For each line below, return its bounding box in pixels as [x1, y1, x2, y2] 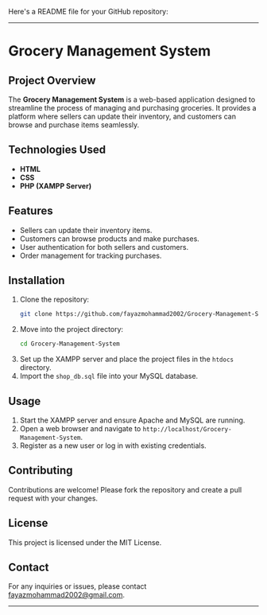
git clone [19, 310, 53, 318]
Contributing [8, 464, 73, 477]
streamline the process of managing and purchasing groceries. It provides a [8, 103, 257, 112]
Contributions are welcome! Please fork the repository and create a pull [8, 485, 242, 494]
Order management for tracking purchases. [19, 251, 162, 260]
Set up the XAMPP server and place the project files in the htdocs [19, 354, 234, 364]
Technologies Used [8, 143, 106, 157]
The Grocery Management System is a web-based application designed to [8, 95, 256, 104]
